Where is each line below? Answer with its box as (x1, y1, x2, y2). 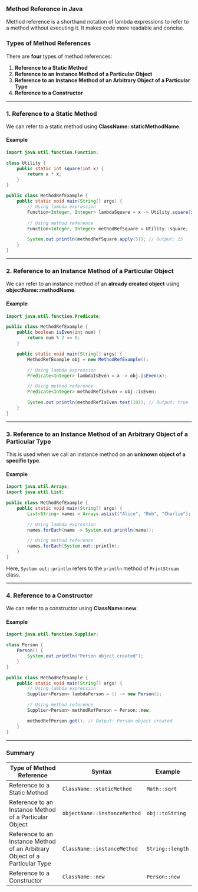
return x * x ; (27, 171, 62, 177)
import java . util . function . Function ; (6, 149, 99, 155)
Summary (6, 748, 35, 757)
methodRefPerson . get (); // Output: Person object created (27, 718, 173, 724)
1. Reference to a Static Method (6, 109, 97, 118)
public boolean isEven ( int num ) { (16, 330, 101, 336)
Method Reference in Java (6, 5, 83, 13)
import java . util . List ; (6, 489, 65, 495)
